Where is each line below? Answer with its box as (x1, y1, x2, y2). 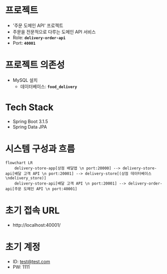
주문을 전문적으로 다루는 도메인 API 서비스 (12, 28, 96, 35)
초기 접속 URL (5, 204, 60, 216)
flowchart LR (5, 160, 33, 165)
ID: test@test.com (12, 258, 51, 264)
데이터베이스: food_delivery (20, 83, 77, 89)
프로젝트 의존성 (5, 59, 65, 71)
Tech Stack (5, 102, 54, 113)
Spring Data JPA (12, 124, 47, 130)
